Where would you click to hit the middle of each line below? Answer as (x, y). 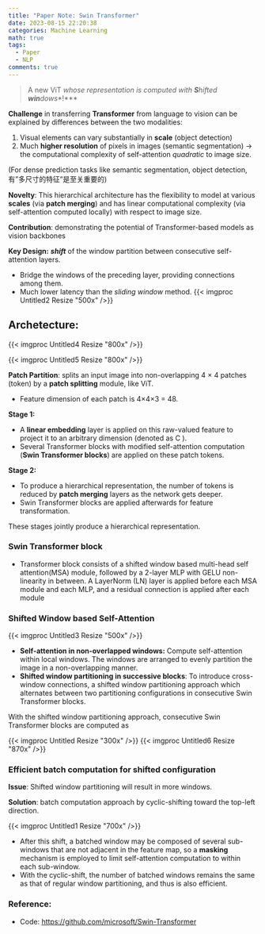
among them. (41, 283)
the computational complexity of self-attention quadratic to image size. (135, 154)
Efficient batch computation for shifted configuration (112, 770)
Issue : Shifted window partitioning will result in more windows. (110, 787)
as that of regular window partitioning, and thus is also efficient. (123, 884)
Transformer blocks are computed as (68, 725)
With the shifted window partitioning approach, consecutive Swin (114, 717)
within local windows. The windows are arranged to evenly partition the (136, 659)
